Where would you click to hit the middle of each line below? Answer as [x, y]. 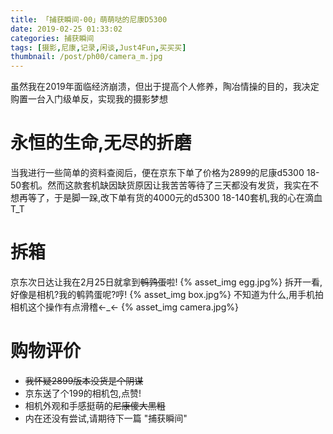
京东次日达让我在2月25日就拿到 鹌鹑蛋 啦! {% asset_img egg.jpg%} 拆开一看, [166, 282]
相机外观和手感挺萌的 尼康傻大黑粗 [95, 405]
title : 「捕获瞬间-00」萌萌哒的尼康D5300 [89, 19]
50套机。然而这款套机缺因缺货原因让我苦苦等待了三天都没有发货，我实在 [160, 185]
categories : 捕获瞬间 [52, 38]
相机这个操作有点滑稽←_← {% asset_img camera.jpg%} [124, 307]
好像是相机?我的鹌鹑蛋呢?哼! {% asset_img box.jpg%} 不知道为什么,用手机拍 [167, 294]
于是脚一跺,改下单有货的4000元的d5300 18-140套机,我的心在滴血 [188, 198]
